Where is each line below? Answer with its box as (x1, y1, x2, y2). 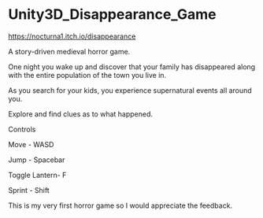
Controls (8, 124, 36, 134)
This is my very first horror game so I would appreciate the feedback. (8, 201, 233, 210)
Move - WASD (8, 139, 54, 149)
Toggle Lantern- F (8, 170, 67, 179)
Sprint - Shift (8, 185, 50, 194)
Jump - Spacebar (8, 155, 65, 164)
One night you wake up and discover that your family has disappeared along (8, 61, 256, 72)
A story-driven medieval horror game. (8, 46, 131, 56)
